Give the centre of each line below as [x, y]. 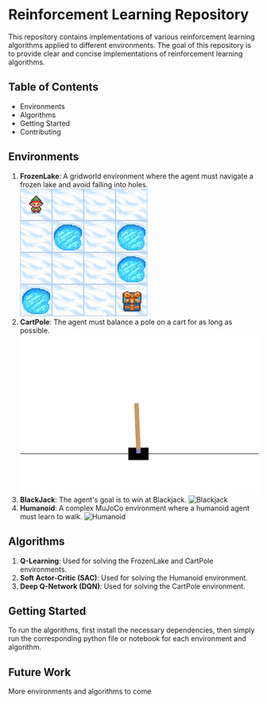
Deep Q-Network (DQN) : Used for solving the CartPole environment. [132, 586]
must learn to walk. [51, 516]
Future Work [40, 672]
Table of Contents [54, 87]
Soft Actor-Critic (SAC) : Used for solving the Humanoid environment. [133, 577]
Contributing [40, 131]
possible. [35, 330]
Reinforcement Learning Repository [128, 15]
